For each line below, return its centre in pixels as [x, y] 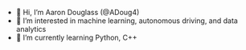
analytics [31, 29]
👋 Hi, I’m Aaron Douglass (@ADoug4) [78, 12]
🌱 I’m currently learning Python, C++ [77, 37]
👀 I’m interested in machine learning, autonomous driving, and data [127, 21]
